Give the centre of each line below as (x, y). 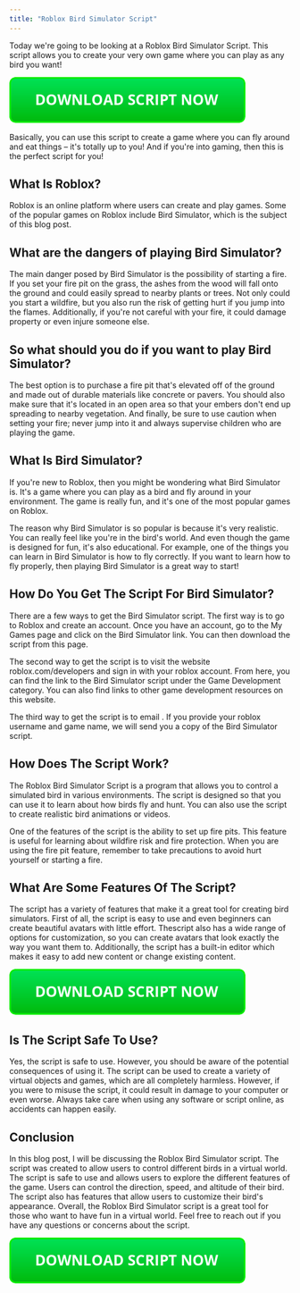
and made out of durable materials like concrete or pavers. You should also (147, 395)
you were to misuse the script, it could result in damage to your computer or (149, 1090)
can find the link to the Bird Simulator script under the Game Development (145, 680)
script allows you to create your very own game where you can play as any (147, 55)
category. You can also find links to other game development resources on (146, 690)
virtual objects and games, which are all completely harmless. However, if (145, 1080)
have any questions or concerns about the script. (100, 1225)
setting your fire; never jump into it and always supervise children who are (146, 424)
